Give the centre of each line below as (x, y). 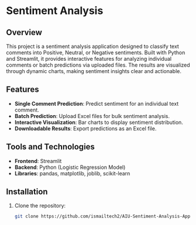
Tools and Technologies (51, 147)
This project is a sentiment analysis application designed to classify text (93, 46)
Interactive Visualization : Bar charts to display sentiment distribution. (99, 122)
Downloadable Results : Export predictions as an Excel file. (85, 128)
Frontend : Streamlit (38, 161)
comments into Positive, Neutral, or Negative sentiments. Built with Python (96, 53)
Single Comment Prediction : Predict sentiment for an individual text (97, 103)
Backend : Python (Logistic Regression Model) (70, 167)
